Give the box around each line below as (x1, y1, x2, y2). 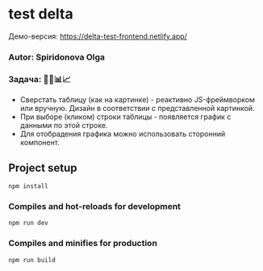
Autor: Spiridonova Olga (8, 51, 106, 63)
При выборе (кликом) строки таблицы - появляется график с (19, 112, 232, 121)
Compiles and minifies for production (8, 238, 157, 249)
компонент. (19, 138, 61, 147)
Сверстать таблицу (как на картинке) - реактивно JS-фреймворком (19, 95, 256, 105)
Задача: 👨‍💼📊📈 (8, 73, 71, 84)
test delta (8, 5, 74, 23)
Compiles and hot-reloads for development (8, 200, 182, 211)
